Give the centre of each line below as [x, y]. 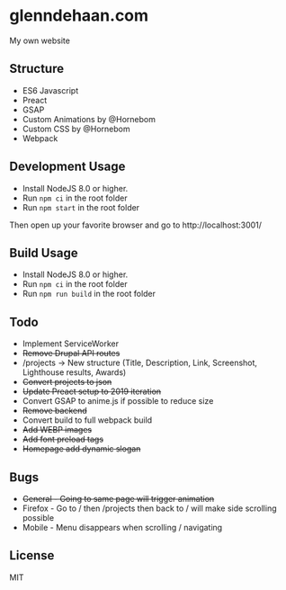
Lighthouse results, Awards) [74, 372]
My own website [40, 40]
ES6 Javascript [50, 90]
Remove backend [54, 411]
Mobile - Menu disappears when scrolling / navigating [122, 527]
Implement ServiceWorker [71, 344]
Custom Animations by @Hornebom [89, 119]
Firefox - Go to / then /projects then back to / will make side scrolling [149, 508]
